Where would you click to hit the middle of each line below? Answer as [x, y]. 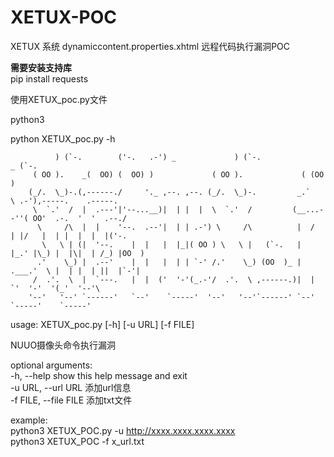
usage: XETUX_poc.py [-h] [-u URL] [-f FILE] [102, 324]
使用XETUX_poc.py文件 [59, 99]
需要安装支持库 [41, 67]
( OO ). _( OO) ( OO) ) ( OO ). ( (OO [178, 174]
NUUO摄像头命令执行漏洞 [63, 345]
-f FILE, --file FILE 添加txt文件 [71, 400]
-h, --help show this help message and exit [99, 375]
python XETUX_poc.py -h [63, 138]
